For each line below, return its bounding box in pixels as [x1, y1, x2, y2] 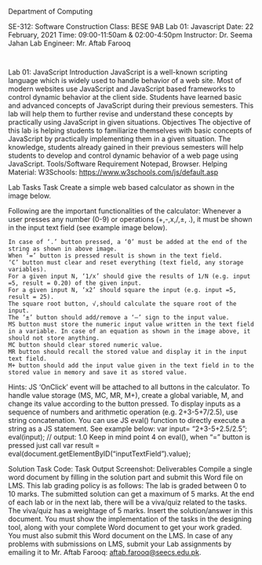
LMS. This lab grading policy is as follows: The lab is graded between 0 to [8, 481, 247, 490]
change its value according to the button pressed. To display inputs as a [8, 399, 241, 408]
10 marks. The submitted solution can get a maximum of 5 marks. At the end [8, 490, 255, 498]
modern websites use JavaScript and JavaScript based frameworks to [8, 84, 235, 93]
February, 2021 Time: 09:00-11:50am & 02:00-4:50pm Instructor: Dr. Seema [8, 31, 253, 39]
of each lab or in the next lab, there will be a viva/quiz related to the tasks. [8, 498, 247, 507]
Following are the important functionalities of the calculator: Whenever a [8, 206, 242, 215]
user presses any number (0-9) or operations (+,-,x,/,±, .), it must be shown [8, 215, 253, 224]
